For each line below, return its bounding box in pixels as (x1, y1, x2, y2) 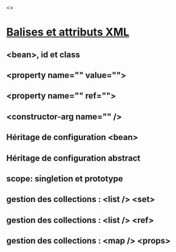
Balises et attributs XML (6, 26, 129, 39)
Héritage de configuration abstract (6, 153, 141, 163)
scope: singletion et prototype (6, 173, 123, 184)
